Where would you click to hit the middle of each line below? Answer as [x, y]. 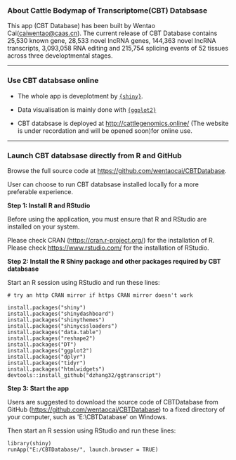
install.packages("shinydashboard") [61, 314]
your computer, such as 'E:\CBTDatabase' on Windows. [87, 416]
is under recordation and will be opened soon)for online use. [105, 130]
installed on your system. [44, 226]
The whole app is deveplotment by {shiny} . [80, 96]
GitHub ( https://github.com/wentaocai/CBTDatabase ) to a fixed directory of [116, 409]
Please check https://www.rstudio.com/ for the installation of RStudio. [108, 248]
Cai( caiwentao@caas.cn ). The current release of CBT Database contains [112, 33]
